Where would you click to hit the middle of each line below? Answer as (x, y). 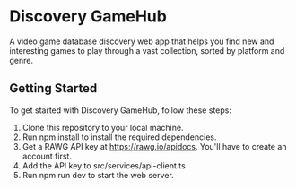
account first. (47, 156)
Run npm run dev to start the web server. (98, 175)
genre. (22, 60)
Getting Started (53, 88)
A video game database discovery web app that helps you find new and (142, 41)
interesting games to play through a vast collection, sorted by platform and (147, 50)
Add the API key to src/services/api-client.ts (104, 165)
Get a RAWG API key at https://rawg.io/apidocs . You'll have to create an (154, 146)
